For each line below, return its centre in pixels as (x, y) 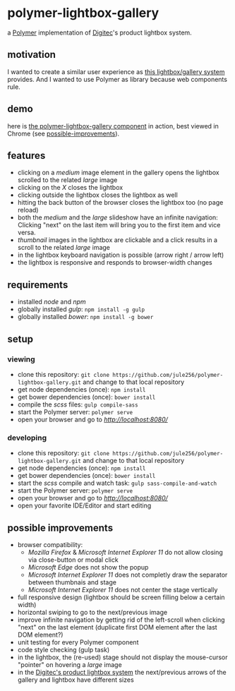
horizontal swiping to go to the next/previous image (92, 612)
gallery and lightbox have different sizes (76, 680)
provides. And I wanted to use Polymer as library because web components (117, 79)
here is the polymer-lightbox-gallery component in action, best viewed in (113, 126)
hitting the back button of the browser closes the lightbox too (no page (120, 203)
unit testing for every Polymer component (78, 642)
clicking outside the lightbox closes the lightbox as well (97, 195)
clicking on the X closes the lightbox (70, 188)
